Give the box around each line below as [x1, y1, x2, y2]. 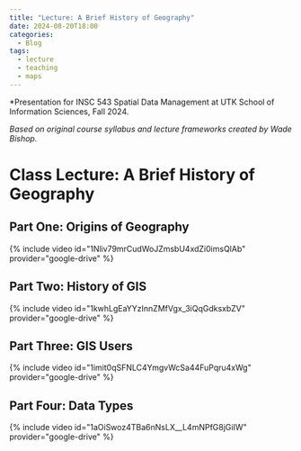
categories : [9, 30, 54, 39]
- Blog [17, 38, 42, 48]
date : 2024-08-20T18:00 [9, 22, 99, 31]
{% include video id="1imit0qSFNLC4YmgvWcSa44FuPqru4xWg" [9, 362, 252, 374]
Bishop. [9, 132, 38, 144]
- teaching [17, 64, 58, 73]
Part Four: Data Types [9, 398, 134, 413]
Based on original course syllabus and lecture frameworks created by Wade [9, 123, 292, 134]
